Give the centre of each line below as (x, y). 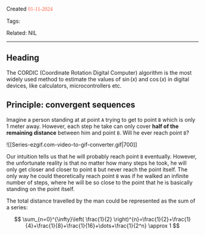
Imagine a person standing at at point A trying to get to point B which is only (101, 119)
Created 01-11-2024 (30, 9)
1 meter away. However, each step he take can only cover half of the (92, 126)
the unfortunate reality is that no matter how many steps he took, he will (97, 163)
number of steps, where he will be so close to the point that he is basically (100, 182)
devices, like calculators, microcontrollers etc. (64, 86)
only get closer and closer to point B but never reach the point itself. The (97, 169)
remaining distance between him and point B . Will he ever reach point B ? (98, 132)
